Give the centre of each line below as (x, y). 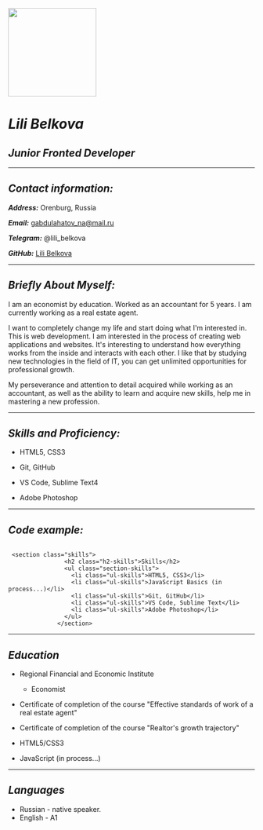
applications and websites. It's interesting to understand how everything (124, 344)
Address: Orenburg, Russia (52, 207)
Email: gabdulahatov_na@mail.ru (61, 222)
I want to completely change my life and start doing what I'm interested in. (128, 327)
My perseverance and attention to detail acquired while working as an (121, 385)
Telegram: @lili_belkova (47, 238)
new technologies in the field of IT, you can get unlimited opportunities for (127, 361)
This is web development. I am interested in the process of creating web (124, 336)
